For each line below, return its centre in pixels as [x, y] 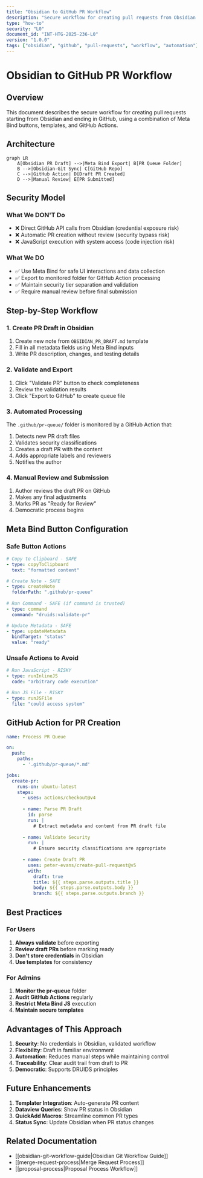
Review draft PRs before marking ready [64, 949]
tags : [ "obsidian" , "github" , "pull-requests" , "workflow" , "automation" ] [102, 46]
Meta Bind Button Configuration [67, 529]
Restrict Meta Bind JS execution [56, 1004]
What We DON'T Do [36, 215]
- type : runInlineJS [32, 676]
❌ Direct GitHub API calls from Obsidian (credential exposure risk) [97, 228]
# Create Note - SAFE [34, 581]
